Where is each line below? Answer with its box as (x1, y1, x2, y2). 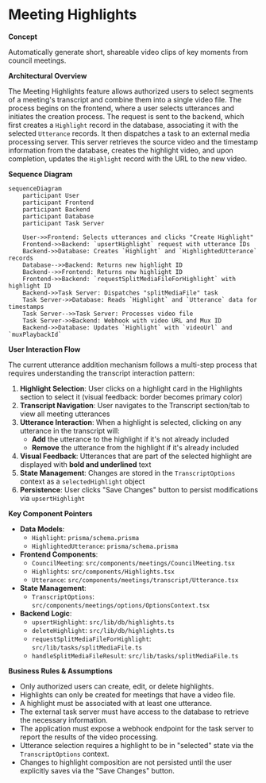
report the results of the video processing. (19, 732, 159, 742)
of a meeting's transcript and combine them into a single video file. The (8, 94, 242, 104)
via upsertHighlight (19, 493, 86, 503)
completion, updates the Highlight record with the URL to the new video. (8, 153, 248, 164)
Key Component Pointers (8, 508, 93, 518)
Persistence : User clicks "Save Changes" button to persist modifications (19, 484, 259, 494)
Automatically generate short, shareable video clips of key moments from (8, 47, 249, 56)
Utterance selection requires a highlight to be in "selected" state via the (19, 740, 254, 750)
